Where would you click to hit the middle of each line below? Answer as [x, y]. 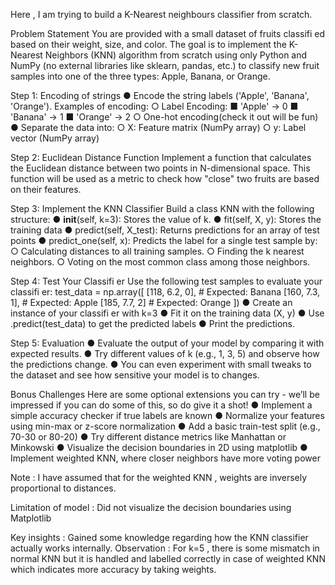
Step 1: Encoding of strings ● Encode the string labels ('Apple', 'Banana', [160, 95]
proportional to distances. [63, 488]
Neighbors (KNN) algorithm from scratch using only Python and [176, 55]
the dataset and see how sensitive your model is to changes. [135, 375]
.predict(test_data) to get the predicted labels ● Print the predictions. [152, 323]
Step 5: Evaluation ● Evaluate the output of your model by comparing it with [167, 343]
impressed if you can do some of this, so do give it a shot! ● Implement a [161, 405]
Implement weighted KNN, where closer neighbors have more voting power [165, 458]
